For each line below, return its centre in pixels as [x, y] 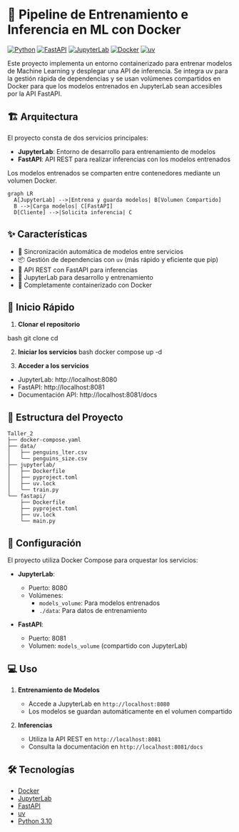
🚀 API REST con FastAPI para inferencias [77, 270]
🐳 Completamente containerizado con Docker [85, 285]
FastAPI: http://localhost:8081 [61, 387]
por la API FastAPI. [35, 93]
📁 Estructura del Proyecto [65, 417]
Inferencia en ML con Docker [94, 30]
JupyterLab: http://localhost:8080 [67, 380]
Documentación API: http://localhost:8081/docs [87, 395]
